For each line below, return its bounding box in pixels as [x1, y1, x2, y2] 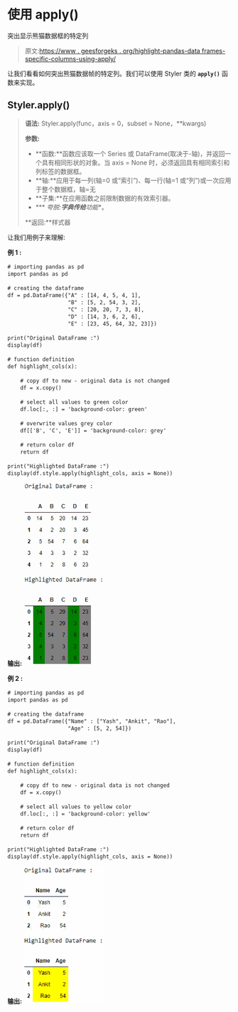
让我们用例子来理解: [7, 233, 66, 241]
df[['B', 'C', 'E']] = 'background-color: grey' [20, 427, 167, 434]
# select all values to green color [20, 398, 129, 406]
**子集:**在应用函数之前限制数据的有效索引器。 [35, 194, 175, 202]
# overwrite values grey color [20, 419, 113, 427]
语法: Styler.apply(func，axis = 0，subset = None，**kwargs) [24, 119, 207, 127]
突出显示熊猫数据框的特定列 [7, 31, 89, 40]
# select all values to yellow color [20, 803, 132, 810]
